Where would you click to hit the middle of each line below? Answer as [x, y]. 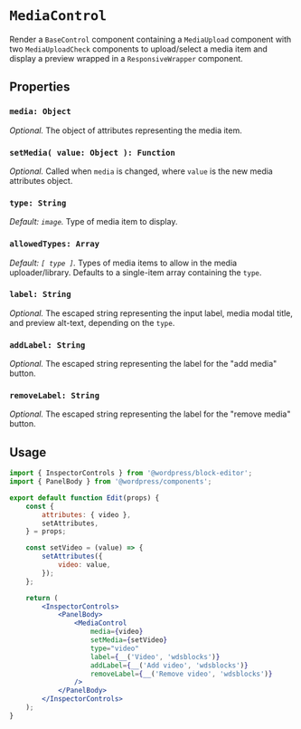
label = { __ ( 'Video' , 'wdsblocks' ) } [155, 657]
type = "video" [115, 648]
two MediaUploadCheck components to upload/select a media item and [139, 49]
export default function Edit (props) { [85, 498]
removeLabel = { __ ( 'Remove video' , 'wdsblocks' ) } [181, 674]
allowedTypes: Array [55, 244]
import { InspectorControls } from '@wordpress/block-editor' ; [131, 474]
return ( [42, 598]
